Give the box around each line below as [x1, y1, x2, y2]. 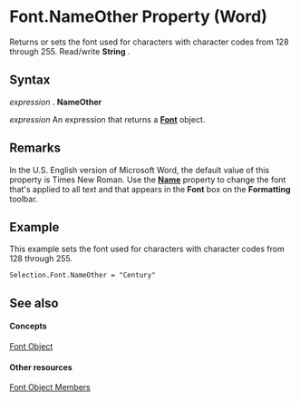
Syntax [9, 73, 51, 88]
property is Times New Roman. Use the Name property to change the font [9, 174, 286, 185]
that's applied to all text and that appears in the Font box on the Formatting [9, 183, 292, 194]
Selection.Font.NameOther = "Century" [9, 270, 156, 280]
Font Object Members [9, 382, 91, 393]
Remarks [9, 141, 62, 156]
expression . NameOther [9, 96, 102, 107]
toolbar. [9, 193, 38, 204]
